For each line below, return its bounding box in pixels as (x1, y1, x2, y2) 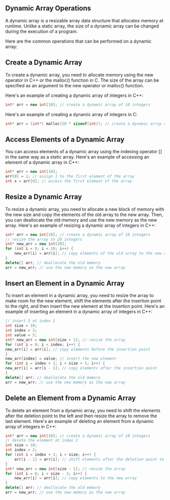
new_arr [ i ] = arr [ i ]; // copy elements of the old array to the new (14, 251, 162, 256)
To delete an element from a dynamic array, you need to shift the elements (5, 407, 161, 413)
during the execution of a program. (5, 28, 78, 34)
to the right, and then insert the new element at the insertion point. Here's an (5, 303, 165, 309)
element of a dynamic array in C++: (5, 159, 79, 165)
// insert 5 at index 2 (5, 318, 56, 324)
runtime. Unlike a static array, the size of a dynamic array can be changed (5, 23, 159, 29)
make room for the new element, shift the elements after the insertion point (5, 298, 161, 304)
